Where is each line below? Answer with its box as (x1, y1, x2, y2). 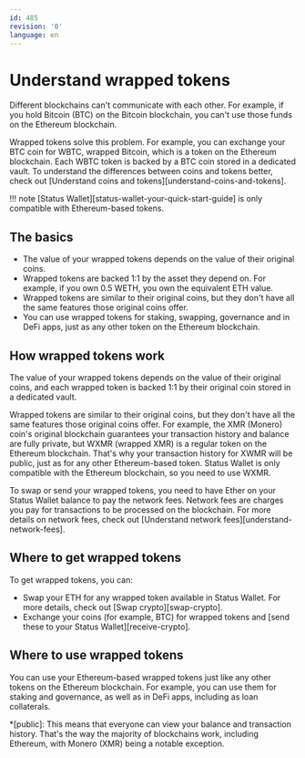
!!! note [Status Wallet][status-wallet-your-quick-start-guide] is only (9, 193, 263, 204)
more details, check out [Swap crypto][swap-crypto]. (22, 601, 223, 612)
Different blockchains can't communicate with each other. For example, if (9, 99, 284, 110)
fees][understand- (222, 514, 293, 524)
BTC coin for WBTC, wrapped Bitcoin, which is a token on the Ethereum (9, 147, 278, 158)
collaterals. (9, 701, 51, 711)
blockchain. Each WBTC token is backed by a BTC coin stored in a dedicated (9, 156, 297, 167)
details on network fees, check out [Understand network (9, 514, 222, 524)
